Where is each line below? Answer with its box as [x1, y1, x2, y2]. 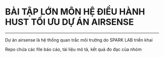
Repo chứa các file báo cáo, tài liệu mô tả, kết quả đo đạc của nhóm [5, 46, 142, 52]
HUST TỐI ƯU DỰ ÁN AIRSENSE [5, 16, 134, 28]
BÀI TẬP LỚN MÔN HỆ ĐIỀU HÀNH [5, 6, 145, 17]
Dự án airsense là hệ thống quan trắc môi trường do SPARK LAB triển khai [5, 37, 153, 43]
